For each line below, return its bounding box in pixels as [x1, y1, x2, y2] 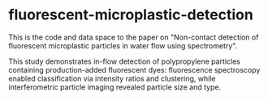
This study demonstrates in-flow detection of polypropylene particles [8, 56, 241, 66]
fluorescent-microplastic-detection [8, 6, 253, 24]
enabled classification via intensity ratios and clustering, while [8, 73, 216, 83]
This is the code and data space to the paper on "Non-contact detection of [8, 32, 259, 42]
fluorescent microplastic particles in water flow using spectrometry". [8, 40, 238, 50]
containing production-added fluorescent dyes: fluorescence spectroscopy [8, 65, 261, 74]
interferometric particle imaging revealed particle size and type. [8, 82, 222, 92]
